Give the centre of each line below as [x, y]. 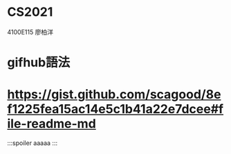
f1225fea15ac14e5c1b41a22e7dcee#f [115, 109]
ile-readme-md [52, 124]
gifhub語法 [39, 62]
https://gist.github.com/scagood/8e [114, 95]
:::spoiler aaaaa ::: [32, 143]
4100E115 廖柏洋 [30, 32]
